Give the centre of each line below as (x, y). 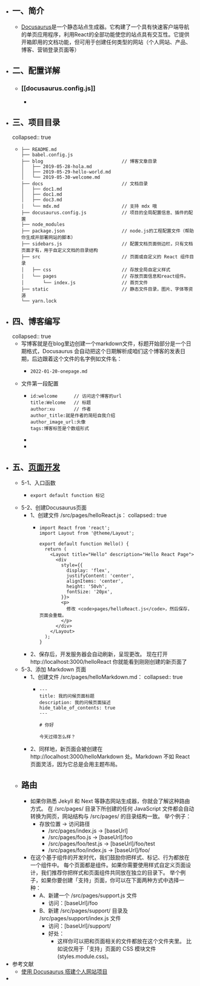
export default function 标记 (67, 495)
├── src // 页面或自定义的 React (99, 257)
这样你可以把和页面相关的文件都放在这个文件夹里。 (121, 941)
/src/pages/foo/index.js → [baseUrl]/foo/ (99, 850)
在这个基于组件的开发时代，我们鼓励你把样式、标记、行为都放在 (110, 857)
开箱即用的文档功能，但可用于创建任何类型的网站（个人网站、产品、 (106, 42)
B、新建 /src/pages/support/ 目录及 (84, 910)
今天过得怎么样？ (57, 737)
